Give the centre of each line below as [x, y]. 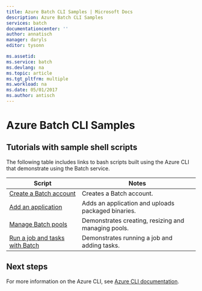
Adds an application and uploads [128, 203]
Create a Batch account [43, 193]
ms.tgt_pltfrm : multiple [37, 79]
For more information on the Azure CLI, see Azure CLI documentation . [93, 281]
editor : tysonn [25, 46]
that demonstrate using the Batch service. [58, 168]
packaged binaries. [109, 210]
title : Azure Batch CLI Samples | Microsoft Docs [70, 12]
